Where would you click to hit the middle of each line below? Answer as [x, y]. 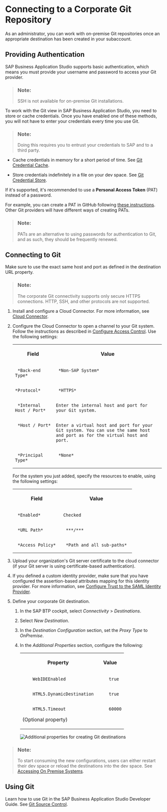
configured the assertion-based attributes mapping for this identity [81, 581]
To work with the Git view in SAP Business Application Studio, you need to [81, 111]
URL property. [19, 272]
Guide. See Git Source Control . [37, 804]
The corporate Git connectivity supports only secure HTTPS [79, 296]
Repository [28, 20]
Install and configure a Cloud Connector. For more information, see [81, 311]
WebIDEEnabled [49, 679]
